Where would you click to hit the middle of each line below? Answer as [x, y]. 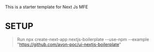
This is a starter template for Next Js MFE [47, 7]
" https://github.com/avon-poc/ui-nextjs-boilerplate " [69, 44]
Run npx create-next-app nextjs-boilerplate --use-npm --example [83, 39]
